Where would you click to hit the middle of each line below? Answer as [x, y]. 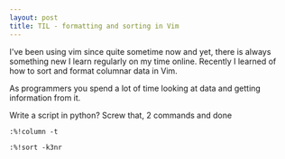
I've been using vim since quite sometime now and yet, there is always [140, 51]
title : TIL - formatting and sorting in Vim [94, 26]
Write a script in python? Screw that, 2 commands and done [121, 115]
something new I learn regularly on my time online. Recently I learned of [143, 61]
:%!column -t [34, 131]
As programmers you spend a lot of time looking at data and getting [135, 88]
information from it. [45, 97]
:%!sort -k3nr [36, 147]
